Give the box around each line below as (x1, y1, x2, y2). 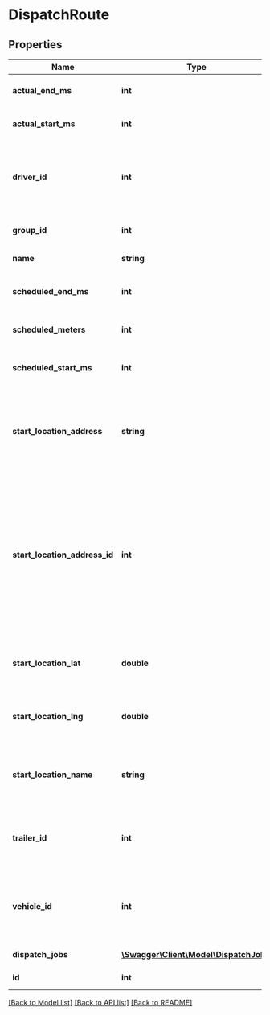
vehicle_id (12, 901, 52, 911)
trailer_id (12, 833, 47, 843)
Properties (8, 38, 63, 51)
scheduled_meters (12, 324, 86, 335)
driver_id (12, 171, 47, 182)
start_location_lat (12, 657, 81, 669)
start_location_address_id (12, 549, 114, 560)
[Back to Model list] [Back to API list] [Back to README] (8, 998, 193, 1007)
